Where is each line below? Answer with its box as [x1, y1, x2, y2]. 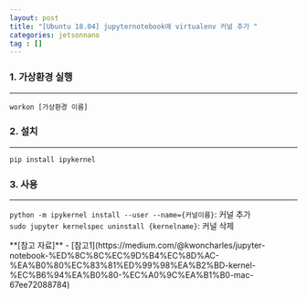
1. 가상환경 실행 [9, 70, 73, 83]
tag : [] [9, 38, 43, 48]
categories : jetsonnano [9, 30, 101, 39]
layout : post [9, 13, 59, 23]
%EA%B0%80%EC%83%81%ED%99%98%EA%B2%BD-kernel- [9, 260, 256, 271]
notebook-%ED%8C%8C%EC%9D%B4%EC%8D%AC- [9, 250, 220, 261]
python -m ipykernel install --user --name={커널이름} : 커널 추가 [9, 209, 251, 220]
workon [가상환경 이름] [9, 102, 89, 112]
